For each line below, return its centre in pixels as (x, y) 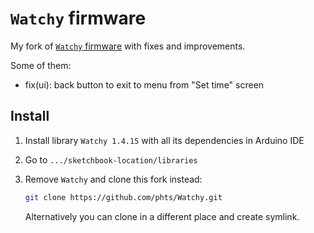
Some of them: (41, 65)
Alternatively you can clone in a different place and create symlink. (162, 216)
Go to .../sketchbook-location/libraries (111, 159)
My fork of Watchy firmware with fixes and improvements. (128, 46)
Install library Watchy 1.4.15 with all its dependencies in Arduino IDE (164, 140)
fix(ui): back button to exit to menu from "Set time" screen (144, 84)
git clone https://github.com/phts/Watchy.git (123, 197)
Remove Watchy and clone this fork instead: (113, 179)
